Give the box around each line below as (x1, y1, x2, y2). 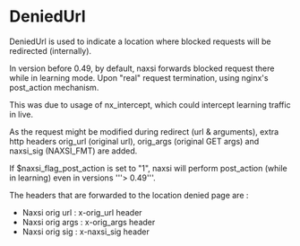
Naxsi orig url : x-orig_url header (21, 206, 142, 217)
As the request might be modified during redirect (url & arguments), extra (9, 126, 279, 136)
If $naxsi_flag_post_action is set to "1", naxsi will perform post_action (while (9, 163, 288, 173)
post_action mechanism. (9, 82, 99, 92)
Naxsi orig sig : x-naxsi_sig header (21, 226, 150, 237)
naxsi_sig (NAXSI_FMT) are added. (9, 145, 138, 156)
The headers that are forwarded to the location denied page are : (9, 189, 249, 200)
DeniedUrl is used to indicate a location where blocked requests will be (9, 36, 271, 47)
